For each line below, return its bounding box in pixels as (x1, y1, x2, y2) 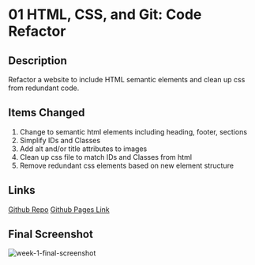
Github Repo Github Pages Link (8, 204, 110, 214)
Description (8, 54, 67, 67)
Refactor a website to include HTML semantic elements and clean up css (8, 75, 246, 84)
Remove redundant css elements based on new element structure (19, 161, 234, 170)
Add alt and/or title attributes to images (19, 144, 148, 153)
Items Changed (8, 106, 85, 119)
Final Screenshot (8, 228, 93, 241)
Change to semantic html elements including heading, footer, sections (19, 127, 247, 136)
